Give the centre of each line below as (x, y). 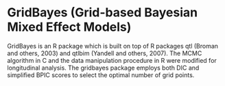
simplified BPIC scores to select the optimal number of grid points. (101, 75)
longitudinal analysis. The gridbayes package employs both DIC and (103, 68)
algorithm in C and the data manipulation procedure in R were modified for (112, 60)
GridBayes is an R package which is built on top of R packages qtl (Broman (113, 46)
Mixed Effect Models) (69, 27)
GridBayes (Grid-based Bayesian (102, 13)
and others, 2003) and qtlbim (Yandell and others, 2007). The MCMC (105, 53)
